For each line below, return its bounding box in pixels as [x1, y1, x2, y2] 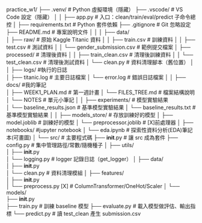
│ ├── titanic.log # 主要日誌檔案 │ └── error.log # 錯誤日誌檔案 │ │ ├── [6, 74, 186, 81]
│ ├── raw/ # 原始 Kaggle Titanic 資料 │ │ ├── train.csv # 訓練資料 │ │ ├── [6, 36, 195, 43]
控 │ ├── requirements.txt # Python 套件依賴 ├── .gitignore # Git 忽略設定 [6, 21, 191, 28]
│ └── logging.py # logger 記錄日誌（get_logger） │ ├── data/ [6, 155, 164, 162]
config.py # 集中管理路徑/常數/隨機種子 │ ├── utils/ [6, 142, 134, 148]
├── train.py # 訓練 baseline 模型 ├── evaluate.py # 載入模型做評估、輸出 [6, 203, 191, 210]
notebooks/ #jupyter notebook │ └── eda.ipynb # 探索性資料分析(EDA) [6, 127, 182, 133]
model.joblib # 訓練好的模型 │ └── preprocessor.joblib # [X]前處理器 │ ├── [6, 119, 194, 126]
